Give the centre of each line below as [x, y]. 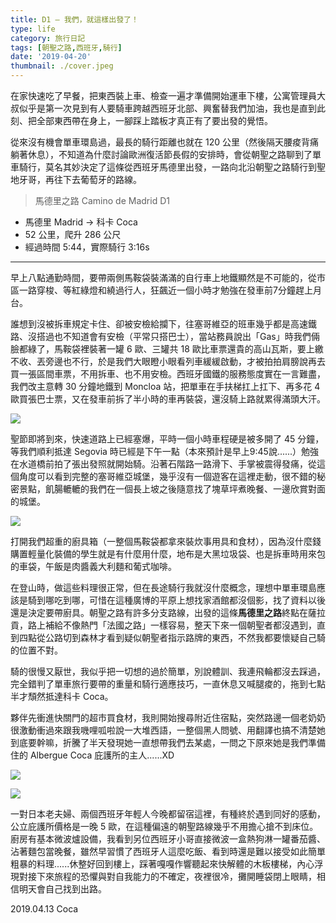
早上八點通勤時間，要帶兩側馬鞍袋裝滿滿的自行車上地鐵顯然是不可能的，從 [163, 277]
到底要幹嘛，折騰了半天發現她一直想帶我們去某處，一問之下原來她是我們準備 [168, 742]
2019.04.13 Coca [44, 909]
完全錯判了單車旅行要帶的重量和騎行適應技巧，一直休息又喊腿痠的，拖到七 [163, 684]
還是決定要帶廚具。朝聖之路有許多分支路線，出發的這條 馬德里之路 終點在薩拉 [168, 612]
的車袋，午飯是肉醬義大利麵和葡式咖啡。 [93, 566]
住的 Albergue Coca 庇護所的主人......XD [92, 755]
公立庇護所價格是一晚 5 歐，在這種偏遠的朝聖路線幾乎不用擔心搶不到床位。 [164, 826]
